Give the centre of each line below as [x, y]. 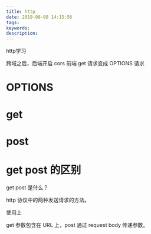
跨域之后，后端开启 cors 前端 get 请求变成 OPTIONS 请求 [75, 63]
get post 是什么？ [27, 187]
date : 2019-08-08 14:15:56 [39, 17]
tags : [13, 22]
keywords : [18, 28]
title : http [21, 11]
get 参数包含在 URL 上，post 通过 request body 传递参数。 [77, 225]
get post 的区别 [44, 170]
